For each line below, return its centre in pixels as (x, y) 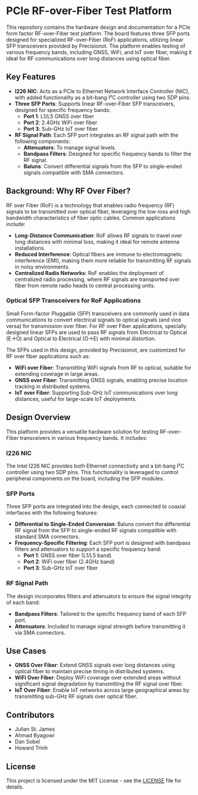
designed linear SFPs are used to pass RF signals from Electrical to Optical (97, 332)
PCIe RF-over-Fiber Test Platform (89, 11)
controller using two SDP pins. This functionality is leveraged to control (92, 472)
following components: (42, 141)
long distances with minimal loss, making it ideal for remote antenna (97, 241)
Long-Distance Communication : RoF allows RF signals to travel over (98, 235)
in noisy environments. (42, 267)
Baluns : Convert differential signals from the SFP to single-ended (103, 166)
